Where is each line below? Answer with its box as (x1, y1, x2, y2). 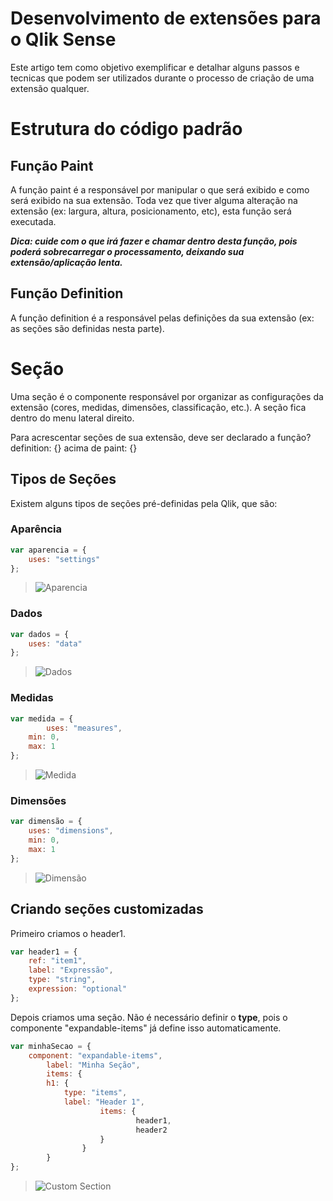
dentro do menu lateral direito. (10, 412, 135, 424)
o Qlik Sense (10, 28, 117, 51)
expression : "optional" (28, 984, 128, 994)
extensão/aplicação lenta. (10, 256, 123, 268)
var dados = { (10, 629, 70, 639)
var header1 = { (10, 947, 78, 957)
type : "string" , (28, 975, 97, 985)
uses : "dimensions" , (28, 826, 114, 836)
